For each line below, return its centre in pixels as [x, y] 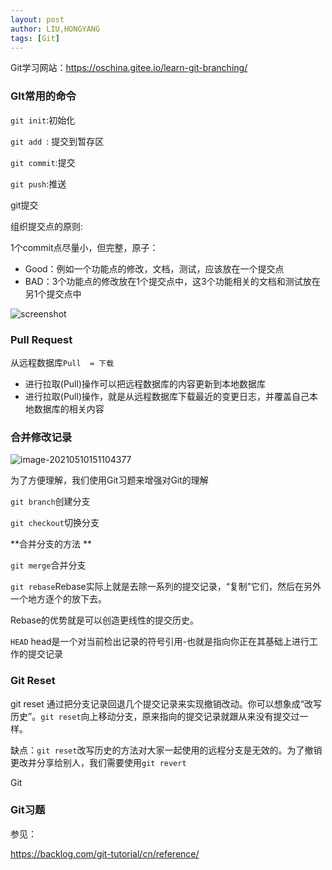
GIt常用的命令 [43, 96]
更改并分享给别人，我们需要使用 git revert [98, 762]
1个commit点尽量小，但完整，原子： [84, 247]
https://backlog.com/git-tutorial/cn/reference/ [105, 853]
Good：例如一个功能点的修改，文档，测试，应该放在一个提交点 [154, 268]
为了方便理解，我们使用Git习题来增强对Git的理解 [109, 480]
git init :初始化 [43, 120]
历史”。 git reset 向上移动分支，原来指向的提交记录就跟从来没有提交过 [155, 716]
